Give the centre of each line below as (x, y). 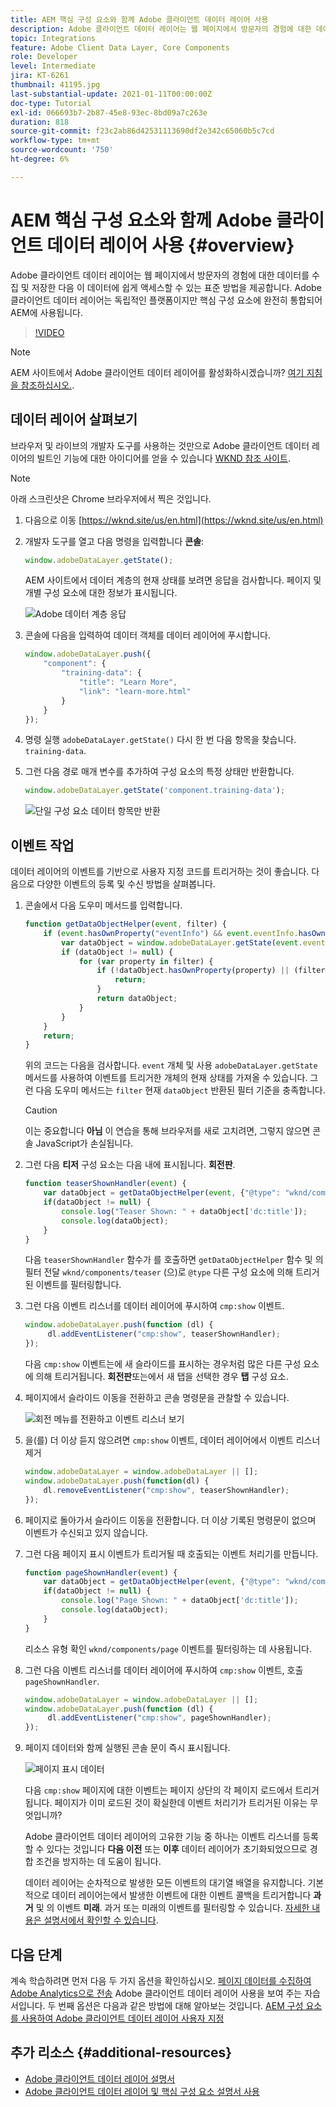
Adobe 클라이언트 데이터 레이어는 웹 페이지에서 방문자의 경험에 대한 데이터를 (160, 275)
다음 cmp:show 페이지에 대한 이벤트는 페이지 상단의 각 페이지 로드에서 (158, 1790)
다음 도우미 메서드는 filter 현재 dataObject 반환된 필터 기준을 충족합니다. (180, 1090)
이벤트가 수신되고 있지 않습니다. (86, 1532)
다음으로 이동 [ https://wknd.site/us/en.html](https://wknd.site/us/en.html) (174, 520)
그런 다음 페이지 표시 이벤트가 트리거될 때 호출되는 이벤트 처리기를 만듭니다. (171, 1553)
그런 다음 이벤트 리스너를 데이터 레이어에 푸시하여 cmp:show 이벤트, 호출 (164, 1670)
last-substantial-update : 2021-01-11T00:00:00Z (111, 94)
